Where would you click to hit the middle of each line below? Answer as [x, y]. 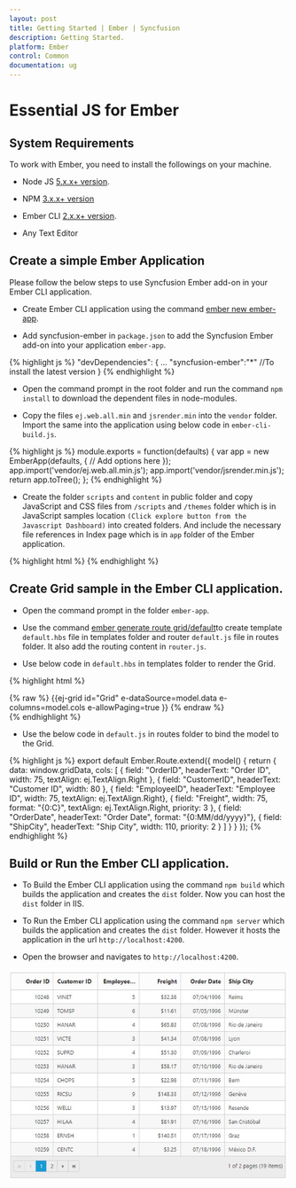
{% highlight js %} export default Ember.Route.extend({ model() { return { [143, 760]
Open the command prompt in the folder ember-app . [116, 610]
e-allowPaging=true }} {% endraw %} [156, 707]
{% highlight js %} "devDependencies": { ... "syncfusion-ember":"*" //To [142, 362]
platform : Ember [39, 47]
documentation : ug [43, 66]
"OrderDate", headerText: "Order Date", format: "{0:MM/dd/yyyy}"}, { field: [145, 817]
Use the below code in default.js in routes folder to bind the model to [150, 734]
